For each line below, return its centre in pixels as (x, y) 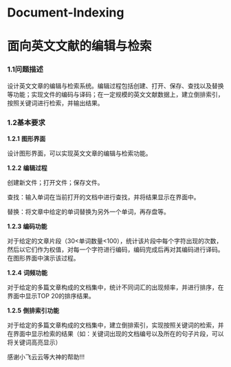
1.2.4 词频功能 (27, 272)
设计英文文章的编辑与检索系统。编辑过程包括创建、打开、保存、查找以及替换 (115, 86)
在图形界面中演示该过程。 (43, 258)
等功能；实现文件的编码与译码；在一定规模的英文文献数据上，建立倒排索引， (115, 94)
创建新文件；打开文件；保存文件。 (55, 182)
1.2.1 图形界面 (26, 138)
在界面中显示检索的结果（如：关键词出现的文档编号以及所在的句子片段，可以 (115, 333)
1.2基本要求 (26, 122)
